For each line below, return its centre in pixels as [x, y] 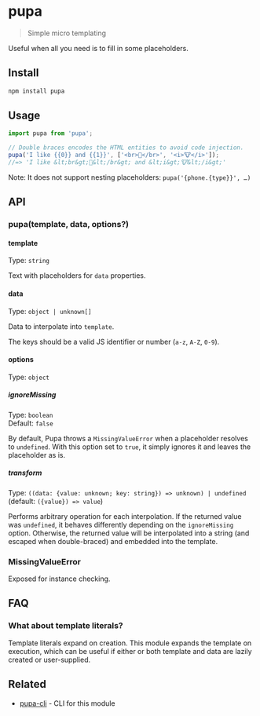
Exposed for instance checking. [59, 579]
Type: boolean [31, 415]
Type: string [29, 261]
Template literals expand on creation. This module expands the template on [130, 643]
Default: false [31, 423]
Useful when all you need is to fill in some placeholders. [98, 48]
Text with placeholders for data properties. [77, 276]
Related [27, 684]
